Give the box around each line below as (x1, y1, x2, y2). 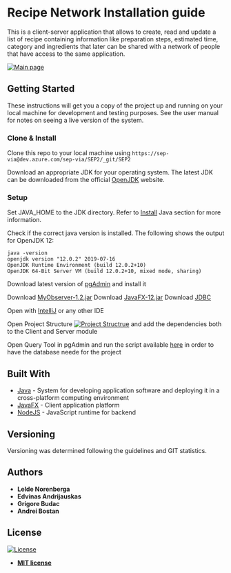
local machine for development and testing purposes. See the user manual (7, 108, 219, 117)
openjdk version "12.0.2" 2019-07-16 (7, 256, 116, 263)
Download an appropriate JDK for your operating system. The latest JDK (7, 168, 214, 177)
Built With (7, 368, 50, 380)
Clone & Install (7, 133, 57, 143)
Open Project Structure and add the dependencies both (7, 320, 222, 328)
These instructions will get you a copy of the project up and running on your (7, 101, 223, 110)
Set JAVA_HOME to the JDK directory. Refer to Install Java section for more (7, 208, 221, 217)
